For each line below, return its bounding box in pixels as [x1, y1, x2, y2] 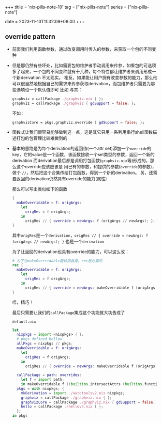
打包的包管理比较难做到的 [16, 135, 68, 141]
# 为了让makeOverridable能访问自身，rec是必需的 [12, 258, 103, 263]
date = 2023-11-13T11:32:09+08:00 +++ [5, 19, 85, 24]
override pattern [5, 32, 56, 41]
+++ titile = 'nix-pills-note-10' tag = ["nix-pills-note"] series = [5, 4, 127, 10]
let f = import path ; [21, 377, 64, 382]
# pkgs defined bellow [16, 337, 62, 342]
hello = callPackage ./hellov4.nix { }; [21, 404, 103, 409]
